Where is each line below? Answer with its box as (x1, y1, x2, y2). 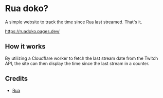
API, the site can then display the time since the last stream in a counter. (5, 60, 150, 66)
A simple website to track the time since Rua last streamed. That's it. (5, 19, 143, 25)
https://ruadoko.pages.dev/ (5, 28, 60, 34)
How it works (5, 42, 46, 51)
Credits (5, 75, 28, 83)
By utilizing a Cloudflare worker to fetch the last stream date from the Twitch (5, 55, 158, 61)
